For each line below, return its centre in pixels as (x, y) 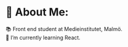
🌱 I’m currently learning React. (43, 37)
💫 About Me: (37, 12)
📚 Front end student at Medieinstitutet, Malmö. (64, 29)
